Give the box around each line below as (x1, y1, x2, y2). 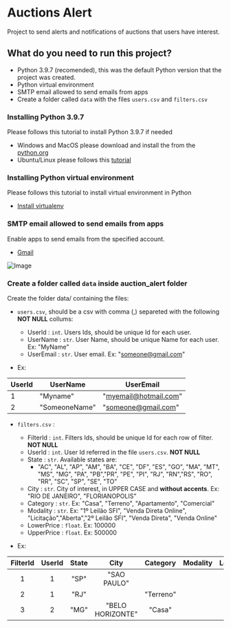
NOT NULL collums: (16, 314, 74, 323)
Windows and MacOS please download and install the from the (16, 141, 196, 149)
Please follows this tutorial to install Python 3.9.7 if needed (7, 128, 173, 136)
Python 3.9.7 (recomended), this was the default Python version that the (16, 65, 222, 74)
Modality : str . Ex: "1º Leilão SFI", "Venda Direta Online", (27, 506, 187, 515)
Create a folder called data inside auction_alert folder (7, 279, 188, 288)
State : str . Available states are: (27, 455, 118, 464)
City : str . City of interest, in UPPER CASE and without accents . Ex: (27, 484, 220, 492)
